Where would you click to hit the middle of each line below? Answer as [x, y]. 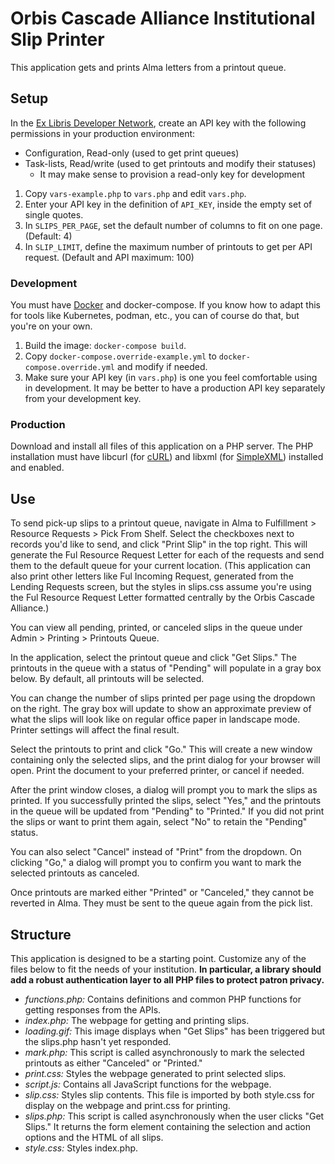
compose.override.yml [69, 368]
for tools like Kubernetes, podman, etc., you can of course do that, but [155, 316]
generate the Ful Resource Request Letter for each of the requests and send [167, 555]
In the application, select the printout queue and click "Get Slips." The [153, 658]
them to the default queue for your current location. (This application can [161, 566]
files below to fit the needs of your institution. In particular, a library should [166, 969]
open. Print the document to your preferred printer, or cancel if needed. [157, 771]
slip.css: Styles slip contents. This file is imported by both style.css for [169, 1094]
